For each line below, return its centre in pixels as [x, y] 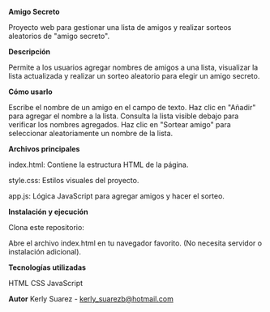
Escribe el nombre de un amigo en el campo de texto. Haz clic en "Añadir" [132, 107]
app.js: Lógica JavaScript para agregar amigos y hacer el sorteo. [117, 196]
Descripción [30, 51]
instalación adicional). [45, 252]
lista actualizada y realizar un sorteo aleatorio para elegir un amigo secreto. [134, 76]
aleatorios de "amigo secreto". [59, 36]
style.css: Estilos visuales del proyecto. [74, 180]
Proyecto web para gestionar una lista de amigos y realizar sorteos [120, 27]
